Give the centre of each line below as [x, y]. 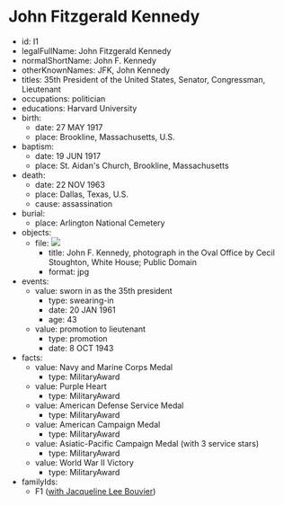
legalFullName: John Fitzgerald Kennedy [96, 50]
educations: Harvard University [79, 108]
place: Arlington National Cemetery [100, 223]
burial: [33, 213]
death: [33, 175]
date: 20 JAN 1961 [82, 310]
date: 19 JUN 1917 [67, 155]
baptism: [38, 146]
